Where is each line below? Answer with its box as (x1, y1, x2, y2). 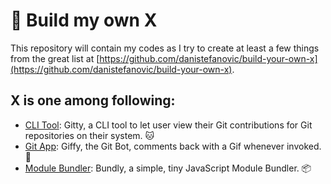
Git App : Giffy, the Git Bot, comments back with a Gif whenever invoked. (24, 140, 322, 152)
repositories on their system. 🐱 (24, 129, 155, 141)
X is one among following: (10, 92, 176, 109)
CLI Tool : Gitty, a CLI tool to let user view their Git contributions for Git (24, 119, 313, 131)
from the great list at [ (10, 52, 100, 64)
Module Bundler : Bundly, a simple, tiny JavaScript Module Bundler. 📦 (24, 162, 312, 174)
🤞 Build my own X (10, 9, 158, 32)
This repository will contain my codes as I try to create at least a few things (10, 42, 320, 54)
